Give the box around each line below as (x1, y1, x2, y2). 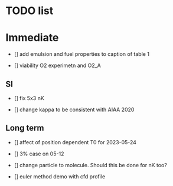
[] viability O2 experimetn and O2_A (14, 62, 101, 69)
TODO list (5, 4, 54, 18)
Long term (5, 123, 44, 133)
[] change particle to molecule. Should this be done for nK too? (14, 161, 168, 168)
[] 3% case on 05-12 (14, 150, 64, 157)
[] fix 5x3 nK (14, 94, 45, 101)
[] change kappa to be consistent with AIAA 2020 (14, 106, 135, 113)
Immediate (5, 31, 59, 45)
